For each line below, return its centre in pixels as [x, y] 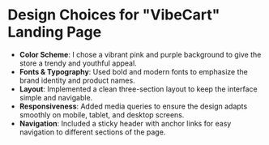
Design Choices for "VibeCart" [114, 15]
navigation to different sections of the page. [92, 132]
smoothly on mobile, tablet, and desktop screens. [102, 114]
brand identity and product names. [77, 80]
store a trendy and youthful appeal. [78, 63]
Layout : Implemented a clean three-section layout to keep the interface [139, 89]
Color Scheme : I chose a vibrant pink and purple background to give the [140, 54]
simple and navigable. [56, 97]
